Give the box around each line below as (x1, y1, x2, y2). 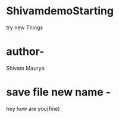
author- (6, 45, 45, 58)
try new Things (6, 24, 43, 31)
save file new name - (6, 85, 111, 99)
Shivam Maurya (6, 64, 45, 72)
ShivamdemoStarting (6, 4, 114, 18)
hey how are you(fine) (6, 105, 61, 112)
